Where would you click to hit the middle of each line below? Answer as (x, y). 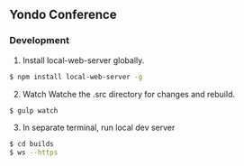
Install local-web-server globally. (83, 60)
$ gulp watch (34, 111)
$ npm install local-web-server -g (76, 77)
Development (40, 41)
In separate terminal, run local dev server (99, 128)
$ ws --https (34, 152)
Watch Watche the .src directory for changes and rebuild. (129, 94)
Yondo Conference (63, 15)
